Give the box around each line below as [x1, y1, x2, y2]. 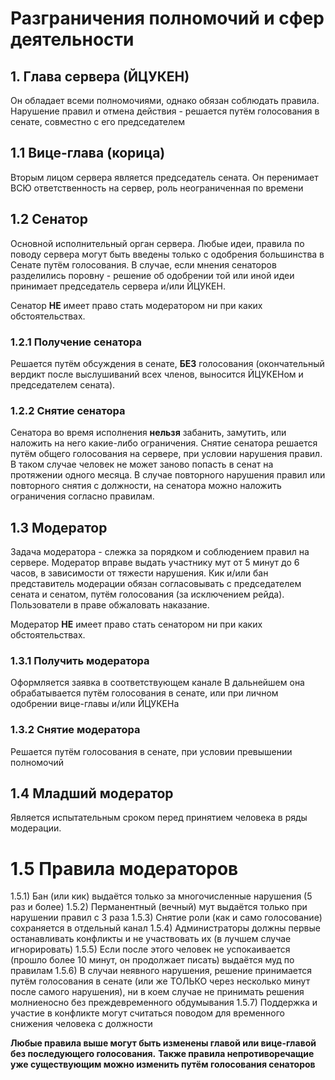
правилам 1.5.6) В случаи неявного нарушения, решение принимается [10, 965, 313, 977]
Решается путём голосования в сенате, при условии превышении [10, 745, 293, 757]
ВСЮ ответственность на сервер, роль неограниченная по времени [10, 182, 304, 194]
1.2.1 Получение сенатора [10, 335, 142, 349]
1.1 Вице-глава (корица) [10, 145, 166, 162]
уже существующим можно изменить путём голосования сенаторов [10, 1058, 316, 1071]
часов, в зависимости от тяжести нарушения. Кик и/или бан [10, 567, 269, 579]
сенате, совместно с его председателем [10, 116, 185, 127]
